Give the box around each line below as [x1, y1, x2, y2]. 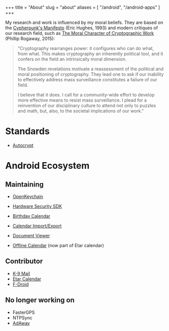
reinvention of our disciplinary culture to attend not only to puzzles [17, 103, 156, 108]
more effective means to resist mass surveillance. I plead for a [17, 97, 147, 103]
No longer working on [5, 296, 75, 305]
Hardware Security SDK [12, 203, 62, 209]
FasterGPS [12, 309, 35, 315]
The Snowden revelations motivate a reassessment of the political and [17, 66, 164, 72]
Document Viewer [12, 232, 50, 239]
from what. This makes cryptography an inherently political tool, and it [17, 51, 163, 57]
